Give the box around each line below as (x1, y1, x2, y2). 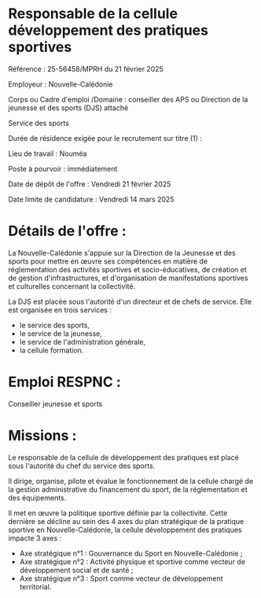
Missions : (8, 426, 77, 445)
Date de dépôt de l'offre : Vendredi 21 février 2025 (8, 179, 171, 189)
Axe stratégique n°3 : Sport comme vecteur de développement (19, 574, 223, 583)
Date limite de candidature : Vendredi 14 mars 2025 (8, 194, 175, 204)
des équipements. (8, 493, 67, 502)
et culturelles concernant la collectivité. (8, 281, 136, 291)
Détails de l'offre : (8, 222, 127, 240)
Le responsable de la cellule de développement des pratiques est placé (8, 452, 240, 462)
